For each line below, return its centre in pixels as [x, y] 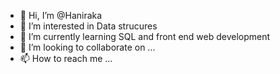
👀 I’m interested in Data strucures [88, 26]
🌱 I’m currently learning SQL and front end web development [145, 36]
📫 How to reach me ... [66, 58]
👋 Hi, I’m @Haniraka [61, 15]
